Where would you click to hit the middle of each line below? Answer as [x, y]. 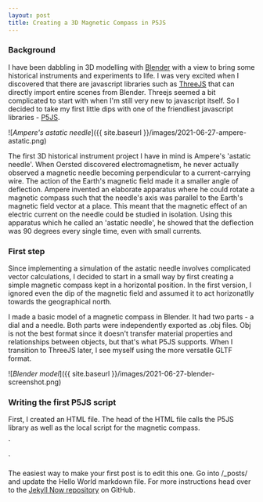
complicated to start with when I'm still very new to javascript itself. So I [124, 100]
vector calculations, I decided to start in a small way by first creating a [121, 277]
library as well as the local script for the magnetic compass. [104, 427]
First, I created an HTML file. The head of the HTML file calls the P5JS [121, 420]
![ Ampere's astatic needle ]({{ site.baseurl [75, 132]
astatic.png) [27, 140]
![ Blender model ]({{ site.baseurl [59, 374]
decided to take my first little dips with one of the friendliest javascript [121, 109]
